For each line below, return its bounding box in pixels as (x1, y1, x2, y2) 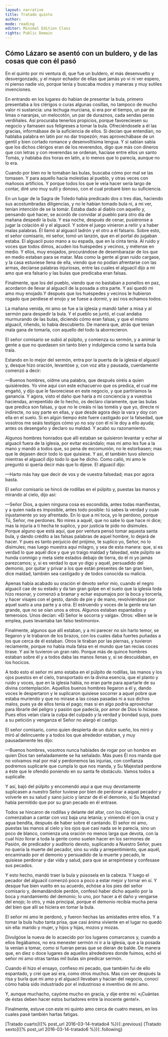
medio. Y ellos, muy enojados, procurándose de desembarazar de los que (5, 249, 158, 255)
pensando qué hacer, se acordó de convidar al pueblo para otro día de (5, 211, 151, 217)
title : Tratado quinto (5, 12, 53, 17)
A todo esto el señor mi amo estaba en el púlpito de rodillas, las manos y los (5, 669, 162, 675)
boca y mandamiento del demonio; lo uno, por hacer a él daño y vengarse (5, 893, 158, 899)
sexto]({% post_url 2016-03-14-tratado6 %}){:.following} (5, 1026, 123, 1032)
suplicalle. (5, 773, 26, 780)
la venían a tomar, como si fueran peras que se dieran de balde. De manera (5, 945, 160, 951)
